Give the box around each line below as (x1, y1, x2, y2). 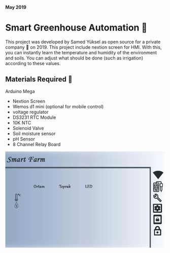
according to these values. (5, 60, 61, 66)
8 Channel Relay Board (12, 141, 61, 147)
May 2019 (5, 4, 27, 10)
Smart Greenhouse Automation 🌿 (5, 22, 148, 33)
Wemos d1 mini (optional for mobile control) (12, 104, 104, 110)
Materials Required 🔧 (5, 75, 73, 83)
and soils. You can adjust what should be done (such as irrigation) (5, 55, 144, 61)
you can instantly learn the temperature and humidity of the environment (5, 49, 157, 55)
